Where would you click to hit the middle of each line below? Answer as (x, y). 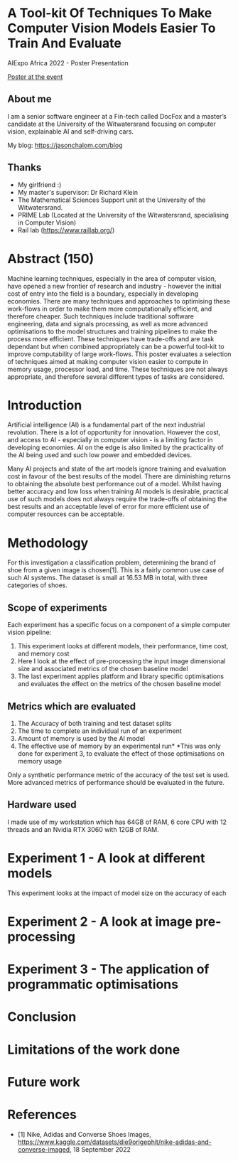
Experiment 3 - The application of (108, 969)
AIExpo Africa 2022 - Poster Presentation (68, 63)
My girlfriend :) (39, 184)
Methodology (48, 543)
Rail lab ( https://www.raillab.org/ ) (66, 230)
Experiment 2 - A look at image (100, 921)
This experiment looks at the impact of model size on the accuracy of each (117, 893)
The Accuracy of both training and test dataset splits (94, 723)
